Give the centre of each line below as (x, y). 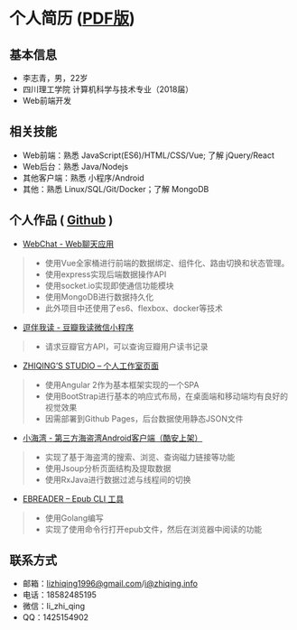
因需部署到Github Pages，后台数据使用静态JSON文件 (144, 418)
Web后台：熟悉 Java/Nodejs (75, 166)
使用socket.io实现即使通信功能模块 (109, 285)
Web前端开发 (47, 101)
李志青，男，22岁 (55, 78)
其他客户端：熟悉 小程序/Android (83, 178)
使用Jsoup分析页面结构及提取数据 (108, 468)
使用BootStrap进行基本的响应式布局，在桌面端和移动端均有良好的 (167, 396)
